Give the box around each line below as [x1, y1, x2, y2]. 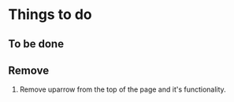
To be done [8, 37, 65, 51]
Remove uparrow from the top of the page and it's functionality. [19, 85, 226, 94]
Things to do [8, 6, 92, 24]
